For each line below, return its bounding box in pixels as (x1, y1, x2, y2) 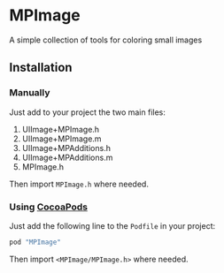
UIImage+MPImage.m (21, 133, 102, 144)
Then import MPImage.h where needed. (9, 178, 149, 189)
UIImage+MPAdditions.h (21, 142, 111, 153)
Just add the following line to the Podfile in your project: (9, 220, 216, 231)
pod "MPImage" (9, 238, 62, 246)
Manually (9, 87, 50, 99)
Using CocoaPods (9, 201, 89, 213)
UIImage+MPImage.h (21, 124, 100, 134)
